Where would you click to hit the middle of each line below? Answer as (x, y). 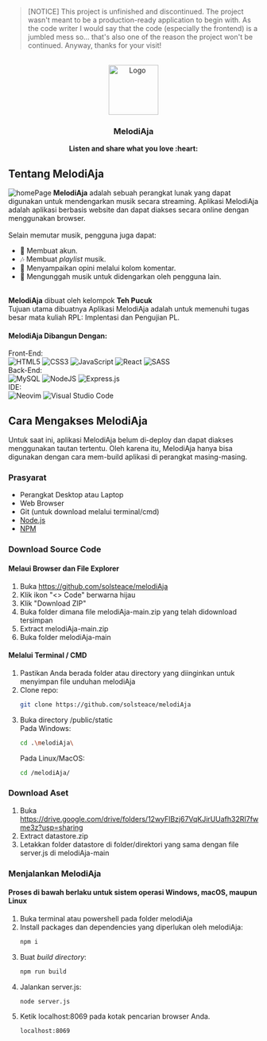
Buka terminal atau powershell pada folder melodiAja (106, 918)
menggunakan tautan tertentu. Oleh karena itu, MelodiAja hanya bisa (120, 449)
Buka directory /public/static (66, 720)
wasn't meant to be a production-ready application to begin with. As (139, 20)
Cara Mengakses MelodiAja (78, 420)
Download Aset (39, 793)
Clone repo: (39, 689)
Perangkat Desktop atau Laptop (72, 495)
